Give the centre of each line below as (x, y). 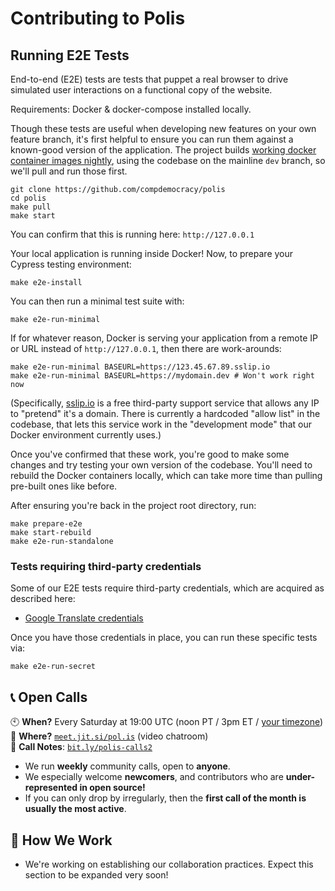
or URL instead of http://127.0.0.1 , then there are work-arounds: (146, 348)
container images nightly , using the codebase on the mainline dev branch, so (168, 160)
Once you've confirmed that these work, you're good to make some (150, 454)
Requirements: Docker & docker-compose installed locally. (131, 109)
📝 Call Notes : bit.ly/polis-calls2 (81, 747)
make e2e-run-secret (53, 667)
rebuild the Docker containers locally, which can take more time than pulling (166, 475)
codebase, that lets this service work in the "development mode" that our (161, 424)
